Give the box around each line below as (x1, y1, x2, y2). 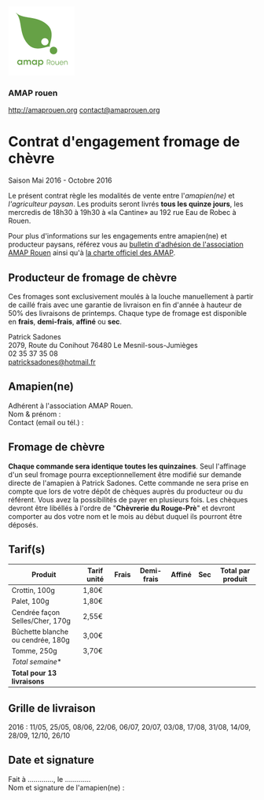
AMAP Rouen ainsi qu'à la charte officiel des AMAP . (8, 248, 176, 257)
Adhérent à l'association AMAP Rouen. (8, 401, 134, 410)
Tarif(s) (8, 543, 46, 557)
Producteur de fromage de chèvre (8, 271, 178, 284)
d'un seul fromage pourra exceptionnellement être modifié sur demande (8, 469, 242, 479)
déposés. (8, 520, 38, 529)
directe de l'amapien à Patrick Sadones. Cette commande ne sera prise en (8, 478, 249, 487)
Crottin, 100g (11, 586, 55, 595)
